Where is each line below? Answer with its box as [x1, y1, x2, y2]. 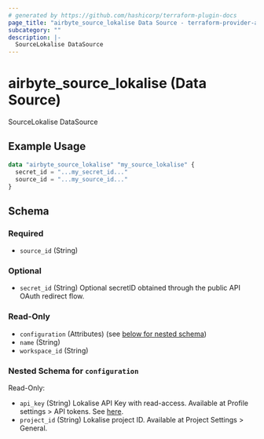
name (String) [19, 337, 60, 346]
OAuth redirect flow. [19, 291, 85, 301]
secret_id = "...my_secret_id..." [15, 168, 128, 176]
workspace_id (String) [19, 346, 89, 355]
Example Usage [8, 140, 86, 153]
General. [19, 423, 48, 433]
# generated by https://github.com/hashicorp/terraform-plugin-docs [8, 11, 237, 20]
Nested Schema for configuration [8, 365, 139, 376]
